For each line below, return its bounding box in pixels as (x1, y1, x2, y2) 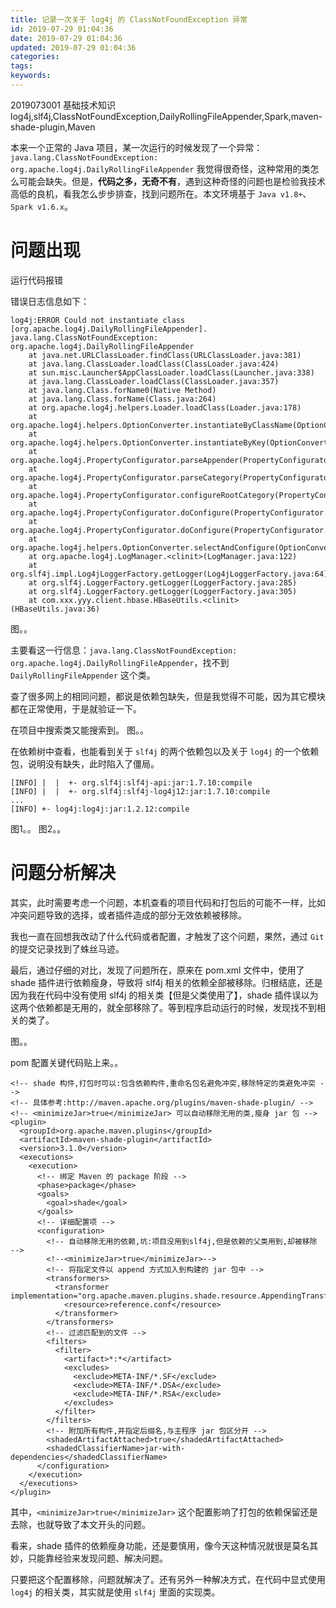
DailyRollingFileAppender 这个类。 (10, 669, 156, 681)
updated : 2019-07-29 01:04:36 (10, 42, 137, 53)
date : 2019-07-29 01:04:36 (10, 33, 123, 43)
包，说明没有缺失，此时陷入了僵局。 (10, 757, 160, 770)
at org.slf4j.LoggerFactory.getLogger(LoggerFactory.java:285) (28, 577, 298, 588)
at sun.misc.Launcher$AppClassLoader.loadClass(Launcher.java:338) (28, 367, 315, 378)
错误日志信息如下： (10, 295, 90, 307)
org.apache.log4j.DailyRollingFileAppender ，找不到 (10, 656, 230, 668)
